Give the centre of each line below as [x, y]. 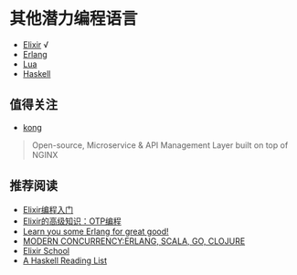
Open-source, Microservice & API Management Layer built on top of [160, 145]
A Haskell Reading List [65, 260]
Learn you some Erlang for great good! [95, 231]
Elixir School [46, 250]
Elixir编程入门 [48, 209]
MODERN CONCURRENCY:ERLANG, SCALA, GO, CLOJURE [134, 241]
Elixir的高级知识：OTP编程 [72, 221]
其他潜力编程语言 [74, 19]
